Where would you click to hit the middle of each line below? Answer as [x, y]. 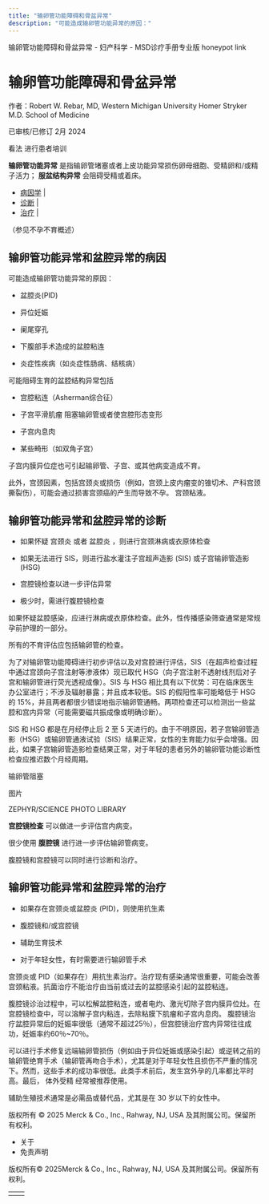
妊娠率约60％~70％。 [58, 1033]
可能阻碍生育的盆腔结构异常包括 [61, 381]
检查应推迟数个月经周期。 [50, 759]
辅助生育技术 [41, 942]
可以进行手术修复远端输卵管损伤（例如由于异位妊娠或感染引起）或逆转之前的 [134, 1050]
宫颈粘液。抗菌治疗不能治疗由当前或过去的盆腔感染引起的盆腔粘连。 [120, 986]
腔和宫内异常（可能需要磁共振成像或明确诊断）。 [87, 712]
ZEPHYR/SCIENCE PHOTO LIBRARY [67, 810]
